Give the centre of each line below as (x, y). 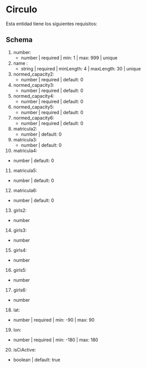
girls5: (20, 270)
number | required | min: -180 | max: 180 (56, 340)
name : (20, 63)
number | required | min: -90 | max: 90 (54, 320)
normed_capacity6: (34, 118)
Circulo (22, 10)
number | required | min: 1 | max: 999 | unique (69, 58)
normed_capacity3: (34, 85)
